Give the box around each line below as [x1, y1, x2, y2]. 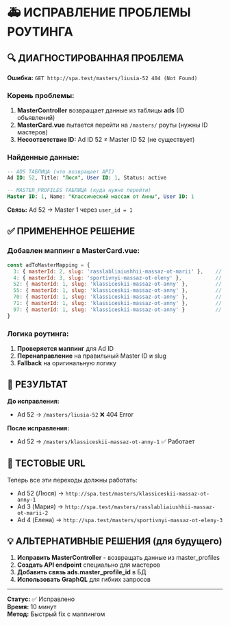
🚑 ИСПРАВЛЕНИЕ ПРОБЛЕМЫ [7, 5, 192, 21]
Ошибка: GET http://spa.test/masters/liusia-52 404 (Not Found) [7, 74, 198, 82]
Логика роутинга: [7, 329, 70, 339]
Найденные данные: [7, 153, 80, 162]
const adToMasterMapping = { [7, 261, 90, 269]
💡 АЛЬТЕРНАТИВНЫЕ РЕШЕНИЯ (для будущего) [7, 535, 222, 547]
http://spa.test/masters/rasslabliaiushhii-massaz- [64, 504, 216, 511]
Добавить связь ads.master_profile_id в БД [16, 568, 146, 576]
